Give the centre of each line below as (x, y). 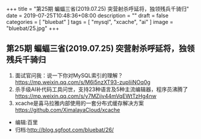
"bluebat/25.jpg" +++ (33, 28)
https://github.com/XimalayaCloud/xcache (67, 110)
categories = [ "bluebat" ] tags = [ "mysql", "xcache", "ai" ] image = (90, 22)
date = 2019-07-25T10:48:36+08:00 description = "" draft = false (87, 16)
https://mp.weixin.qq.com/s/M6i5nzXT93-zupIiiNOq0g (82, 82)
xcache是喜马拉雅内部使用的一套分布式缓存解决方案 (79, 103)
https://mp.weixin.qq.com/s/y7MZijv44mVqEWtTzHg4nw (85, 96)
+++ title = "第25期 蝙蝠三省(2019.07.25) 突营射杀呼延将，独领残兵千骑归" (98, 9)
